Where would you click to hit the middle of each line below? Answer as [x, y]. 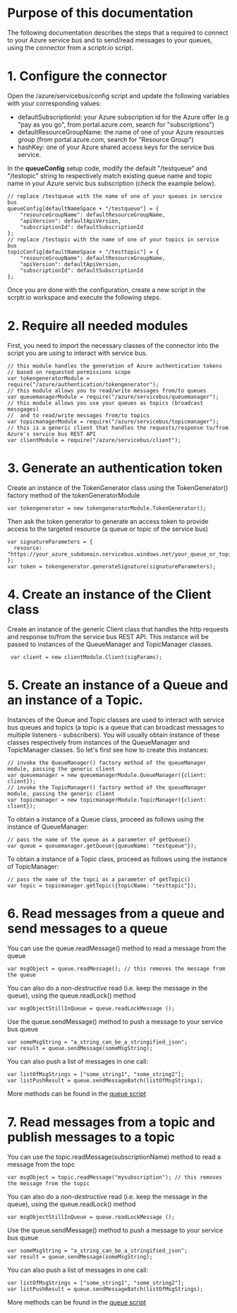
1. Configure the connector [87, 76]
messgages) [23, 409]
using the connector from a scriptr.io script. [71, 47]
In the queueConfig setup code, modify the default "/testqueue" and [107, 168]
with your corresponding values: [54, 103]
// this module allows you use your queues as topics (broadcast [105, 403]
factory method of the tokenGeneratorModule [74, 495]
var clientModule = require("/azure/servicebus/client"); [94, 440]
